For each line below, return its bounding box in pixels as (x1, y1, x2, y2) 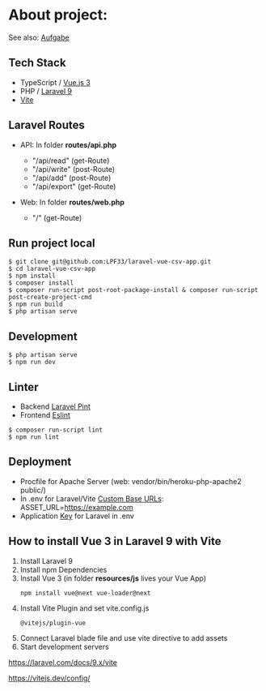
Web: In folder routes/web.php (19, 197, 125, 207)
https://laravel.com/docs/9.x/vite (8, 657, 117, 667)
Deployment (8, 455, 72, 469)
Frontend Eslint (19, 410, 71, 419)
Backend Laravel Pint (19, 401, 91, 411)
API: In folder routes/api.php (19, 139, 117, 149)
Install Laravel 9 (19, 556, 73, 565)
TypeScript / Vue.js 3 (19, 77, 91, 87)
